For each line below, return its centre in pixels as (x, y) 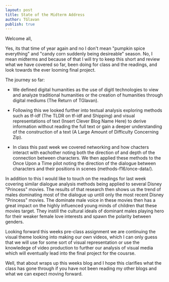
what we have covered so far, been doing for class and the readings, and (81, 65)
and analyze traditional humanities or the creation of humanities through (88, 95)
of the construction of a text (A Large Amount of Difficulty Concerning (86, 132)
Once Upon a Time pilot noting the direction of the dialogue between (84, 164)
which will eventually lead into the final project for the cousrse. (71, 253)
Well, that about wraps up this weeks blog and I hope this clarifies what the (83, 263)
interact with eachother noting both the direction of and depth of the (84, 152)
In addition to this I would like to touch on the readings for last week (76, 179)
